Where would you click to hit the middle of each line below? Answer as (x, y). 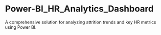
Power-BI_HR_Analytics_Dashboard (80, 9)
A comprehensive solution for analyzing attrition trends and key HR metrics (81, 22)
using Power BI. (21, 27)
